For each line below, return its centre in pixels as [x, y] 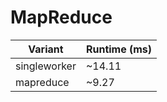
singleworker [46, 66]
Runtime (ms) [119, 49]
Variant [46, 49]
